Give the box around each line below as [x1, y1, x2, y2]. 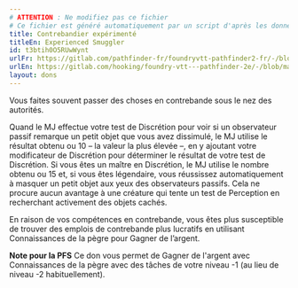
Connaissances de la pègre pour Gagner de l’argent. [9, 232, 200, 244]
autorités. [9, 104, 44, 115]
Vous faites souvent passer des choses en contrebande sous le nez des [9, 95, 272, 105]
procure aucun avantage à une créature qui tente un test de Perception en [9, 187, 280, 198]
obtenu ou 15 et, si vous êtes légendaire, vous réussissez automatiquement [9, 168, 284, 179]
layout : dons [9, 71, 58, 80]
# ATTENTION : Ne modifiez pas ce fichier [9, 12, 169, 22]
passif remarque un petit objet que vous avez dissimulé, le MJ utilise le [9, 130, 268, 142]
